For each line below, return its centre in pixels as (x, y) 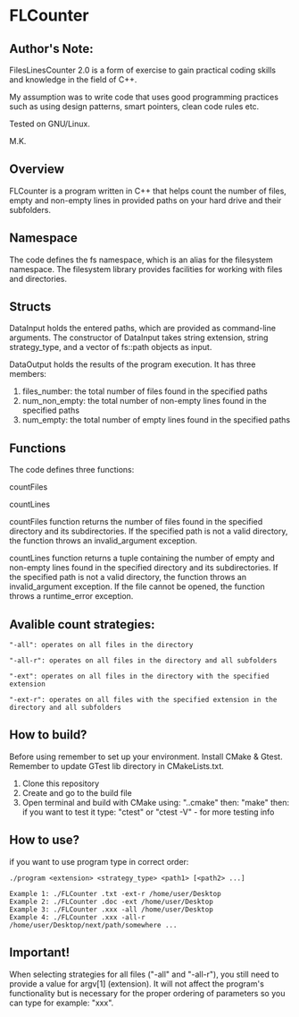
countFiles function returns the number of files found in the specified (136, 522)
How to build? (48, 735)
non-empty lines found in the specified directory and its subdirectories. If (144, 568)
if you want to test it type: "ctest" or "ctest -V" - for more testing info (148, 812)
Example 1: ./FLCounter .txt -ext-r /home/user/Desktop (115, 893)
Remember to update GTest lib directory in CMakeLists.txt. (117, 765)
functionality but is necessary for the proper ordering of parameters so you (147, 993)
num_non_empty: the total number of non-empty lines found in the (144, 401)
